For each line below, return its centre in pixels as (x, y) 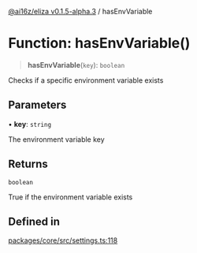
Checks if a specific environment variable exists (86, 80)
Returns (28, 164)
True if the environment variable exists (71, 197)
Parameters (37, 105)
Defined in (34, 221)
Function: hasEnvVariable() (99, 43)
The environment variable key (56, 139)
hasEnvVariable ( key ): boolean (76, 65)
